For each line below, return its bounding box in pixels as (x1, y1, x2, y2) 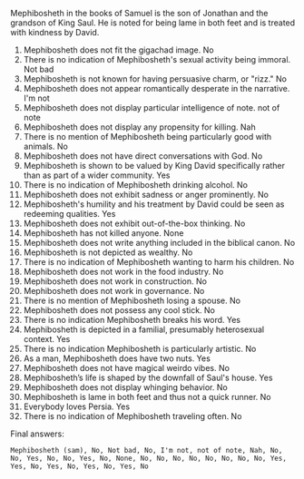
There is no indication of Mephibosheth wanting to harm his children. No (23, 257, 295, 267)
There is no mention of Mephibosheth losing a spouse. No (23, 295, 241, 306)
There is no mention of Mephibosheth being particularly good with (23, 132, 271, 142)
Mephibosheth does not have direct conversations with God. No (23, 151, 263, 161)
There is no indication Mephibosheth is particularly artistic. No (23, 344, 257, 354)
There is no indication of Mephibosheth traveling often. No (23, 411, 242, 421)
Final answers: (10, 428, 64, 439)
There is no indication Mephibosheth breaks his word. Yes (23, 315, 241, 325)
